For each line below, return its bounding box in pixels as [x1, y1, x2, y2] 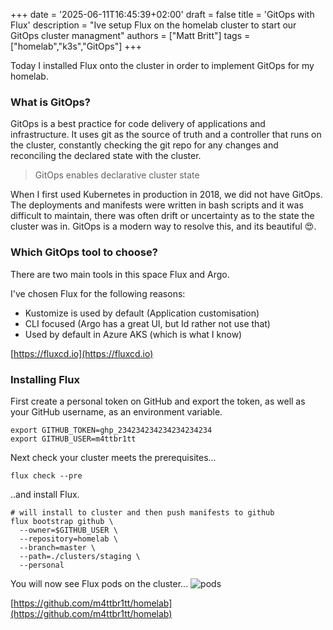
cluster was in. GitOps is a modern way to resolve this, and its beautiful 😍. [10, 220, 317, 233]
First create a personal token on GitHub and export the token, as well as [10, 395, 306, 407]
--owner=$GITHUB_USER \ [19, 525, 118, 535]
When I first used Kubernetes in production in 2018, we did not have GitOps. [10, 189, 323, 201]
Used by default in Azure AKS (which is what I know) [24, 328, 243, 340]
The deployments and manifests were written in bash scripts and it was [10, 199, 304, 211]
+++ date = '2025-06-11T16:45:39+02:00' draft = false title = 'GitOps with [10, 9, 315, 20]
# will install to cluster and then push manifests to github [10, 507, 275, 518]
